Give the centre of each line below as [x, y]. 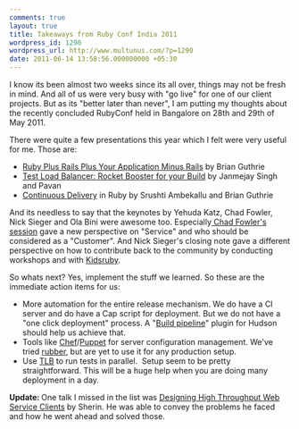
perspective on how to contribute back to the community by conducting [141, 250]
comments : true [37, 17]
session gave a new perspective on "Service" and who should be [129, 231]
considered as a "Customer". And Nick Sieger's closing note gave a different [150, 241]
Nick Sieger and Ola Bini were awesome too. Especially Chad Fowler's [138, 222]
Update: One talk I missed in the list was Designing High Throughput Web [145, 397]
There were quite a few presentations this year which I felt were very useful [148, 140]
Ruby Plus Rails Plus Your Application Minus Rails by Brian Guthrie [143, 167]
